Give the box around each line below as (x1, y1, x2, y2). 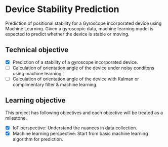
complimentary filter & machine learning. (12, 81, 98, 87)
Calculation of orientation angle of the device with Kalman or (12, 76, 139, 82)
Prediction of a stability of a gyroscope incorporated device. (12, 59, 138, 65)
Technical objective (5, 45, 69, 54)
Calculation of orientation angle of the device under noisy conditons (12, 65, 154, 71)
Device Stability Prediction (5, 4, 120, 15)
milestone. (5, 115, 27, 121)
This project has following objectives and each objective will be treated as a (5, 110, 163, 116)
